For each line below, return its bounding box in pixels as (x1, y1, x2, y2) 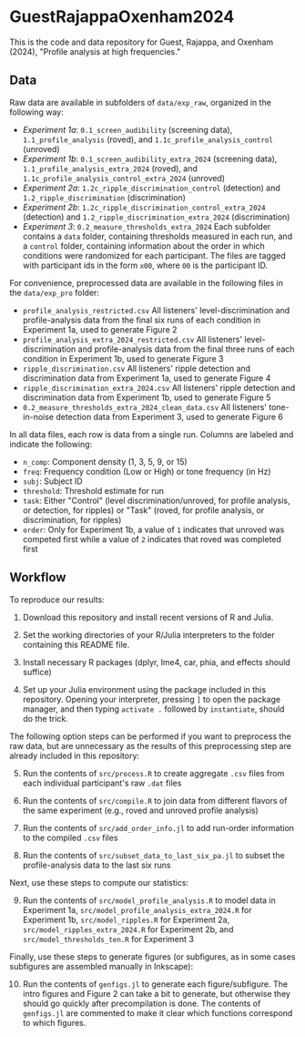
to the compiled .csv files (22, 832, 118, 843)
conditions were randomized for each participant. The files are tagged (22, 250, 286, 261)
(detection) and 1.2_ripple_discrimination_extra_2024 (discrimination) (22, 211, 290, 222)
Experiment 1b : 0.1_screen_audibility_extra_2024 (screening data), (22, 153, 278, 164)
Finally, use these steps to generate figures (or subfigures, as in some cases (9, 950, 296, 962)
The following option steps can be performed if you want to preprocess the (9, 731, 291, 742)
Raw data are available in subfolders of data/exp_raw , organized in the (9, 97, 271, 108)
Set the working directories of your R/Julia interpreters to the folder (22, 629, 275, 640)
